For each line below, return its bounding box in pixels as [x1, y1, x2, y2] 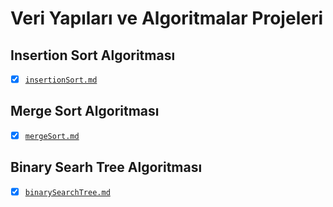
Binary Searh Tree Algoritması [10, 159, 203, 176]
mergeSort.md [24, 131, 80, 141]
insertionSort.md [24, 75, 98, 85]
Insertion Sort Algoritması [10, 47, 176, 64]
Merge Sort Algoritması [10, 103, 160, 120]
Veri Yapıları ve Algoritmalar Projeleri [10, 7, 324, 30]
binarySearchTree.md [24, 187, 111, 197]
